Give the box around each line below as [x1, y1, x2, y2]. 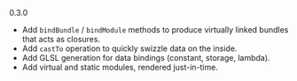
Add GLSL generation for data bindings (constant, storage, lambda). [21, 53, 270, 63]
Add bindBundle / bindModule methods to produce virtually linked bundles [21, 25, 289, 34]
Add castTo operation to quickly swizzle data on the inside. [21, 43, 238, 54]
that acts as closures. [21, 34, 100, 44]
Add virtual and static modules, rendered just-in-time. [21, 62, 219, 72]
